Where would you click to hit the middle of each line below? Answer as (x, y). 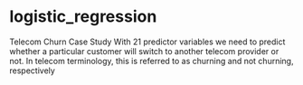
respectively (33, 71)
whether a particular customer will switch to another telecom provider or (144, 51)
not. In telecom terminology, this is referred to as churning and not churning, (151, 61)
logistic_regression (83, 17)
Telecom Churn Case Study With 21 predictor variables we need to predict (147, 42)
